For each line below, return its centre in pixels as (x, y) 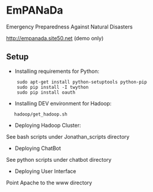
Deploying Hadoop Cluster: (48, 125)
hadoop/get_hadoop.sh (41, 114)
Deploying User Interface (45, 171)
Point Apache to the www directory (49, 183)
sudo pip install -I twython (53, 87)
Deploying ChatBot (38, 148)
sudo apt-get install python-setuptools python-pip (82, 82)
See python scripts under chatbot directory (59, 159)
